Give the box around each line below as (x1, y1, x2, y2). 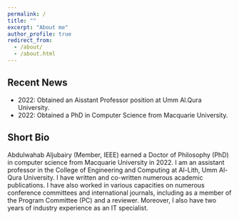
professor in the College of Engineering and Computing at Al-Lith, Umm (7, 165, 218, 174)
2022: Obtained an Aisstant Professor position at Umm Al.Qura (17, 96, 202, 104)
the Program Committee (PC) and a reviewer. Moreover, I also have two (7, 195, 216, 204)
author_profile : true (7, 30, 72, 38)
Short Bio (7, 131, 50, 143)
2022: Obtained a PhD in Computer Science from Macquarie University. (17, 111, 228, 119)
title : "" (7, 17, 37, 24)
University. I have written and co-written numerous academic (24, 173, 203, 182)
